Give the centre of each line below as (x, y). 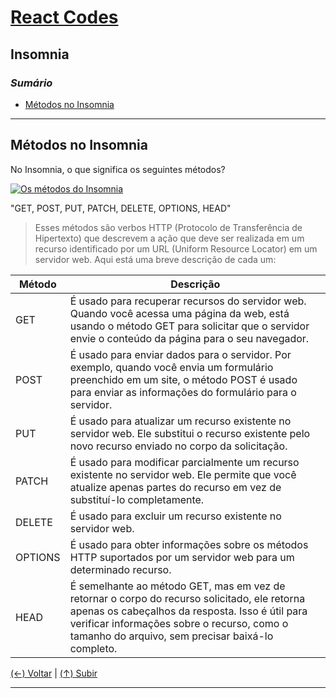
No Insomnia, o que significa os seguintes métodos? (118, 169)
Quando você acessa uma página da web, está (179, 313)
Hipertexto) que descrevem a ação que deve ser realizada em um (169, 238)
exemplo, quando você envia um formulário (171, 367)
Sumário (31, 83)
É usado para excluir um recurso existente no (175, 516)
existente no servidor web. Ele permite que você (183, 474)
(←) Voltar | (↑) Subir (54, 673)
